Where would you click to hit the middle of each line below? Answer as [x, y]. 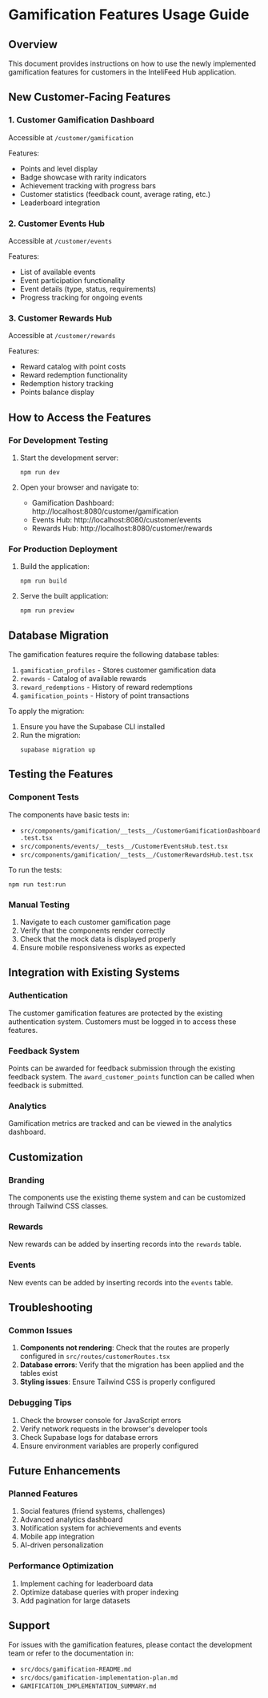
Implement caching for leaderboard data [86, 1583]
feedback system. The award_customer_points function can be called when [131, 1077]
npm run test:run [37, 884]
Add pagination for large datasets [75, 1600]
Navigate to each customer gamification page [95, 922]
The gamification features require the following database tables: [114, 655]
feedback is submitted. [46, 1085]
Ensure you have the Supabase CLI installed [92, 727]
